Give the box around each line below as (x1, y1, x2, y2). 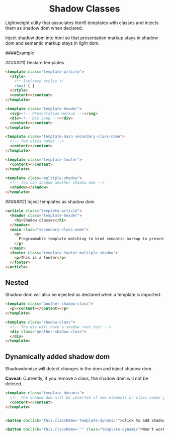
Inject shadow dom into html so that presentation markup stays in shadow (5, 35, 158, 41)
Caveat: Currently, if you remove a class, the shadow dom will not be (5, 375, 148, 382)
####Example (5, 50, 34, 56)
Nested (5, 278, 29, 287)
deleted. (5, 381, 23, 387)
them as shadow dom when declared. (5, 25, 83, 31)
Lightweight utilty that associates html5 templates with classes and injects (5, 20, 159, 26)
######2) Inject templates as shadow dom (5, 199, 95, 205)
